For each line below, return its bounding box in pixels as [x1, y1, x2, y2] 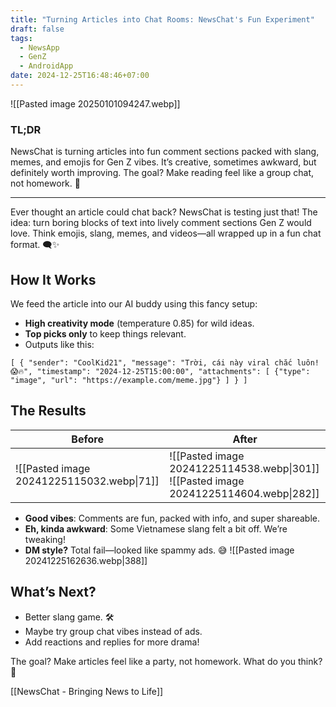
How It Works [10, 271, 97, 288]
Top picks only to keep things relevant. [24, 327, 187, 340]
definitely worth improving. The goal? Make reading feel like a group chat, [10, 167, 315, 179]
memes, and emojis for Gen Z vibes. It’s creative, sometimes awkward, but [10, 156, 317, 168]
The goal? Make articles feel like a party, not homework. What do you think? [10, 655, 323, 667]
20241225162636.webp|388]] [24, 554, 148, 566]
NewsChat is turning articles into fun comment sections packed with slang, [10, 146, 320, 158]
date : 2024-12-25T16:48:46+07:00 [10, 71, 150, 81]
